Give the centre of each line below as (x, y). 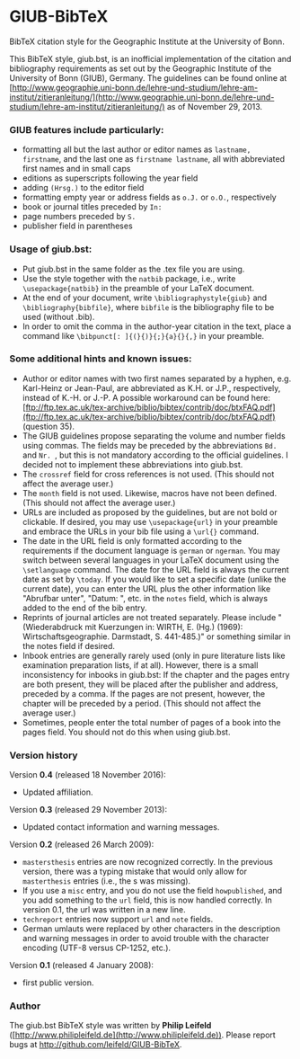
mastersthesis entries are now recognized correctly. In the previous (148, 862)
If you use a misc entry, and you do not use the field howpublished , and (152, 891)
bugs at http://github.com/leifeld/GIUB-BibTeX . (96, 1045)
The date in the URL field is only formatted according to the (132, 540)
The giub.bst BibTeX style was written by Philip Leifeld (110, 1026)
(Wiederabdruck (53, 627)
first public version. (58, 983)
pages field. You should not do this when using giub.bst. (126, 732)
